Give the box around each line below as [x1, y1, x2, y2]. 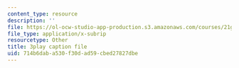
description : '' [7, 17, 55, 24]
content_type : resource [7, 10, 78, 18]
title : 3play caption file [7, 43, 87, 50]
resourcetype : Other [7, 37, 69, 44]
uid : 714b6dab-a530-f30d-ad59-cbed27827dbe [7, 50, 139, 57]
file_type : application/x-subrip [7, 30, 107, 38]
